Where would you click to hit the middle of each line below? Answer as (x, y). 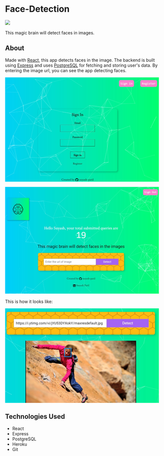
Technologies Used (35, 416)
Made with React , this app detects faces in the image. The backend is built (80, 60)
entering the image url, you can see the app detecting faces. (66, 70)
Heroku (20, 444)
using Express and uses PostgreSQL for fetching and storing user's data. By (81, 65)
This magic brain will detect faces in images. (50, 32)
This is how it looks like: (29, 301)
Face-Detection (37, 9)
